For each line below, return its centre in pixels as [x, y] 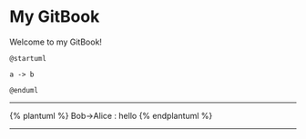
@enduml [24, 90]
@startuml [28, 58]
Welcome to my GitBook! [56, 42]
